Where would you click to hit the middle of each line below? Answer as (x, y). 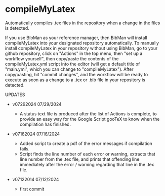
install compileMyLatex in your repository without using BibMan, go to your (81, 48)
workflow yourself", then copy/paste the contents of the (62, 58)
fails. (24, 148)
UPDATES (15, 95)
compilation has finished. (45, 124)
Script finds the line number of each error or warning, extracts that (87, 154)
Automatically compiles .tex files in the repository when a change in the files (83, 23)
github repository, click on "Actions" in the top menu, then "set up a (74, 53)
